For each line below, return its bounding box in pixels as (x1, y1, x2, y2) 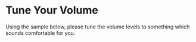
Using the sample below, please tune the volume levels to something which (5, 23, 190, 30)
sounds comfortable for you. (5, 29, 76, 36)
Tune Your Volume (5, 4, 99, 17)
